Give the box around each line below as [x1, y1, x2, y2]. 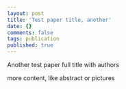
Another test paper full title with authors [7, 61, 120, 68]
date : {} [7, 23, 32, 29]
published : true [7, 42, 53, 49]
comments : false [7, 29, 53, 36]
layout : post [7, 10, 45, 17]
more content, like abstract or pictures [7, 74, 115, 82]
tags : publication [7, 36, 60, 42]
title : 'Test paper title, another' [7, 16, 112, 23]
